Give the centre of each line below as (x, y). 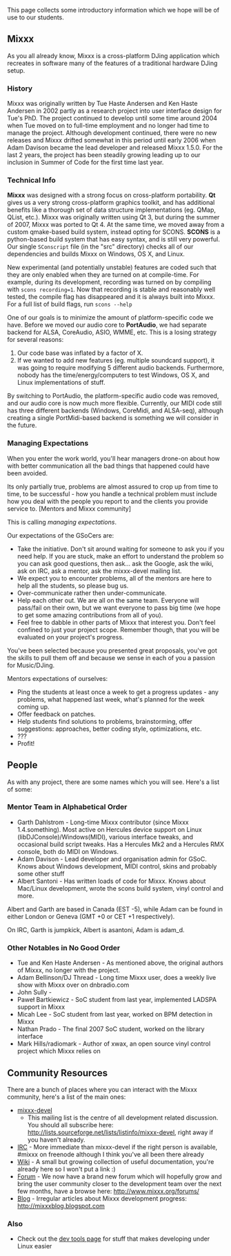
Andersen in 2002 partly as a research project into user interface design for (114, 111)
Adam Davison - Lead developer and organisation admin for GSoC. (112, 859)
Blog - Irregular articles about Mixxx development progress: (102, 1198)
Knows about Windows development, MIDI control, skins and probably (117, 866)
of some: (20, 789)
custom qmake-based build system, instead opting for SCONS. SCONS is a (114, 232)
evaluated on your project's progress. (70, 637)
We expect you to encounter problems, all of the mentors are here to (114, 578)
